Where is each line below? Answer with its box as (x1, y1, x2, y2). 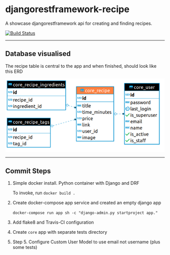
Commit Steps (5, 166, 51, 175)
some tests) (12, 244, 37, 250)
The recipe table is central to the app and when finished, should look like (5, 63, 157, 69)
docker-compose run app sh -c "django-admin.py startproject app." (12, 210, 158, 216)
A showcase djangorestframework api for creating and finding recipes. (5, 20, 153, 26)
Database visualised (5, 50, 71, 58)
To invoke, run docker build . (12, 190, 76, 196)
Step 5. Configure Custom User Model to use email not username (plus (12, 239, 160, 245)
